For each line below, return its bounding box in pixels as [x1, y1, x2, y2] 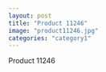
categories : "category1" [8, 34, 92, 42]
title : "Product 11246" [8, 19, 88, 27]
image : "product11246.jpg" [8, 26, 99, 34]
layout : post [8, 11, 52, 20]
